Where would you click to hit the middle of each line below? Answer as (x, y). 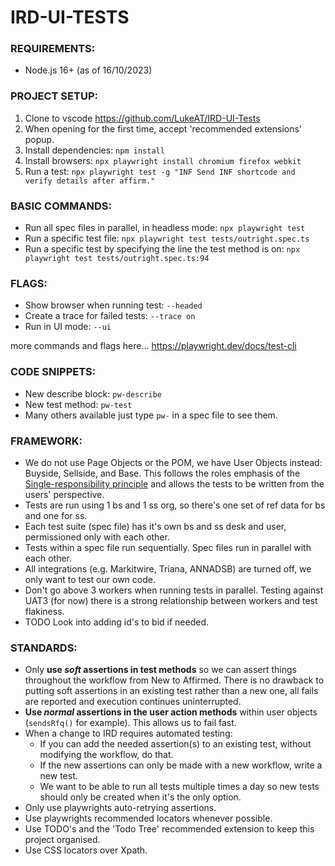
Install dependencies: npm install (94, 150)
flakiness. (44, 611)
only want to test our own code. (90, 579)
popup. (39, 139)
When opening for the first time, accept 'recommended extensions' (163, 128)
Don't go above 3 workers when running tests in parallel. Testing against (174, 590)
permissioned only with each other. (97, 537)
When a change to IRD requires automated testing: (128, 733)
